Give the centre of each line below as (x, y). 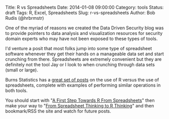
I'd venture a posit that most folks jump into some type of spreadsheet (79, 48)
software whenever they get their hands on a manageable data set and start (84, 54)
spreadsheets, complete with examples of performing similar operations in (83, 85)
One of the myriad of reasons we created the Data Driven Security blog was (84, 28)
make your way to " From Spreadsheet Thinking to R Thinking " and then (80, 106)
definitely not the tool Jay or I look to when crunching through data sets (80, 65)
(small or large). (22, 70)
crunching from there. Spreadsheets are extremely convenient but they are (83, 59)
